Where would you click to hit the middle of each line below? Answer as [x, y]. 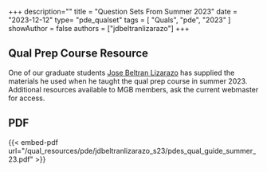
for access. [27, 98]
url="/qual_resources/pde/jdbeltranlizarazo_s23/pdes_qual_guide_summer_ [132, 150]
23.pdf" [21, 159]
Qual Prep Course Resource [79, 54]
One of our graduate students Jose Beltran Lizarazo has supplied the [122, 72]
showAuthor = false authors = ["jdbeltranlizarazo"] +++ [99, 28]
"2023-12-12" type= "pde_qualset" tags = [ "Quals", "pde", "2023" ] [120, 20]
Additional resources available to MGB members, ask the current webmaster [133, 89]
